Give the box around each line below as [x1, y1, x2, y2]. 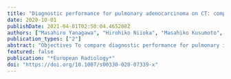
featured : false [7, 49, 54, 56]
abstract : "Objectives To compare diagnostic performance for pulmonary [7, 42, 220, 49]
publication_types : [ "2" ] [7, 36, 81, 43]
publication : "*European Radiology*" [7, 55, 115, 62]
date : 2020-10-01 [7, 16, 57, 23]
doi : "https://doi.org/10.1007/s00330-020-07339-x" [7, 61, 158, 68]
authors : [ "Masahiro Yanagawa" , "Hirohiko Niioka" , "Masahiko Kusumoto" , [7, 29, 223, 36]
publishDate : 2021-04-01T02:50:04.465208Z [7, 23, 131, 30]
